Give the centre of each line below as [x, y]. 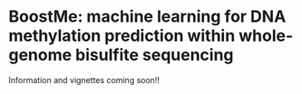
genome [40, 55]
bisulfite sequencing [154, 55]
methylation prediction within [122, 36]
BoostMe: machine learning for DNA [147, 17]
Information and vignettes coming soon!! [84, 80]
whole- [266, 36]
